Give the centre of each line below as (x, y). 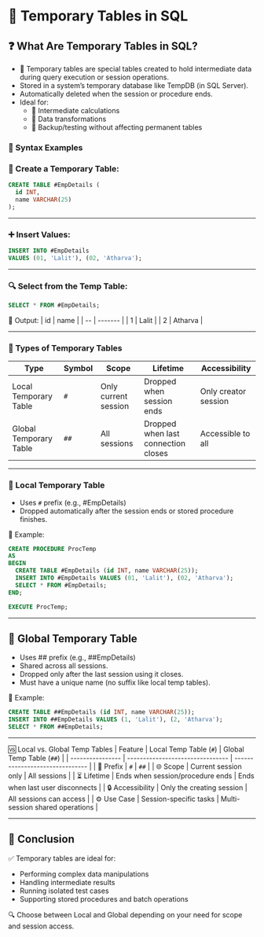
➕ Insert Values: (39, 234)
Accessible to (225, 434)
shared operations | (66, 807)
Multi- (230, 799)
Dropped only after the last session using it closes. (101, 674)
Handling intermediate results (67, 882)
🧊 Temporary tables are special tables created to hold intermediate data (136, 69)
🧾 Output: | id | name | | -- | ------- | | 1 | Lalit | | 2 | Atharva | (105, 320)
